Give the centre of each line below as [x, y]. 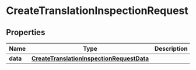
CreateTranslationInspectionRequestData [90, 58]
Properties [26, 32]
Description [171, 49]
